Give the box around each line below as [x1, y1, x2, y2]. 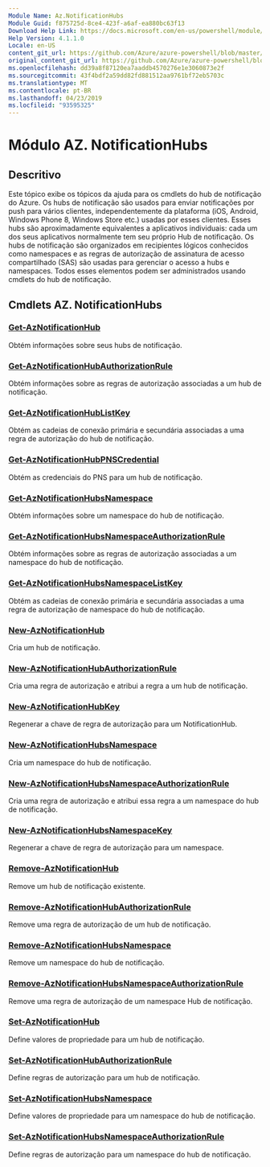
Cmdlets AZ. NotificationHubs [8, 298, 162, 312]
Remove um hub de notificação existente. [8, 881, 146, 891]
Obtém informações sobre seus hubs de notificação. [8, 340, 182, 350]
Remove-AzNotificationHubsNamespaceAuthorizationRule [8, 978, 243, 989]
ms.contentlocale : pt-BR [8, 86, 92, 95]
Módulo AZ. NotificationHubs [8, 136, 208, 154]
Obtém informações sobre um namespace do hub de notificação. [8, 511, 225, 520]
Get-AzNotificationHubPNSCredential [8, 454, 159, 465]
